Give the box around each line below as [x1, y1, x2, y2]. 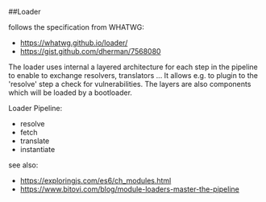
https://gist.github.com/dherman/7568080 [19, 47, 161, 56]
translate [19, 136, 50, 146]
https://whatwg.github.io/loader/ [19, 38, 128, 47]
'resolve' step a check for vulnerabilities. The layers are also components [8, 80, 251, 89]
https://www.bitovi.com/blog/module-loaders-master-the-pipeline [19, 184, 239, 194]
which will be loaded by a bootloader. [8, 88, 133, 97]
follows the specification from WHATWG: [8, 23, 145, 31]
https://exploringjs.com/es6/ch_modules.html [19, 176, 172, 185]
